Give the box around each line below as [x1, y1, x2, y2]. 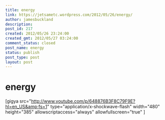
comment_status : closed [5, 41, 56, 46]
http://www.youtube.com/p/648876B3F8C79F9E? [31, 98, 136, 104]
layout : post [5, 59, 33, 65]
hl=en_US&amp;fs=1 [5, 104, 47, 110]
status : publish [5, 50, 40, 55]
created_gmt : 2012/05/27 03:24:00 [5, 36, 79, 41]
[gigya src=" [5, 98, 31, 104]
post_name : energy [5, 45, 44, 50]
